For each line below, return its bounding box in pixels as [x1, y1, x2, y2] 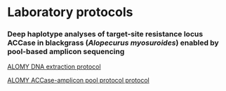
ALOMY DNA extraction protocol [7, 62, 101, 71]
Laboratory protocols [7, 4, 133, 20]
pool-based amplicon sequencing [7, 47, 125, 57]
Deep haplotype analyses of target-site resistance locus [7, 29, 204, 39]
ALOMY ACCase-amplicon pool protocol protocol [7, 76, 149, 85]
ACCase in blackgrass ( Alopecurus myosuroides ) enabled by [7, 38, 219, 48]
